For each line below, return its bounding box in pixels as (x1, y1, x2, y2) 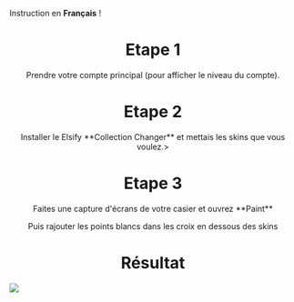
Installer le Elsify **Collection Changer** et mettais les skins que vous (20, 131, 286, 142)
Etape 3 (123, 173, 183, 194)
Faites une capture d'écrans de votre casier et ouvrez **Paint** (33, 203, 273, 214)
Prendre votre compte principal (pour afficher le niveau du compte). (25, 69, 280, 80)
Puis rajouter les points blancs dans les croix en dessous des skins (27, 220, 279, 231)
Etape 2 (123, 102, 183, 122)
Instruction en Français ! (9, 8, 102, 18)
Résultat (120, 253, 186, 273)
